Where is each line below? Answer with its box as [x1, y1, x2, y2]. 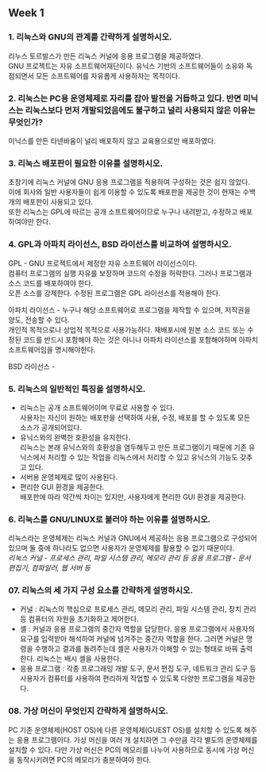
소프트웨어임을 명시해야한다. [8, 344, 96, 354]
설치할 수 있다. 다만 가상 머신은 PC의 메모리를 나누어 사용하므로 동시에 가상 [8, 745, 240, 755]
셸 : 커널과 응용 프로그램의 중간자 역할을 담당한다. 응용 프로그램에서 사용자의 [19, 624, 256, 634]
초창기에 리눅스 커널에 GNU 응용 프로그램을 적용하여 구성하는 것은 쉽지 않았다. [8, 178, 250, 187]
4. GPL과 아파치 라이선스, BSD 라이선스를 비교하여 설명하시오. [8, 239, 232, 250]
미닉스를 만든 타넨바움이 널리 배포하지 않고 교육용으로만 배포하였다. [8, 136, 216, 145]
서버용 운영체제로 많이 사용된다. [19, 472, 118, 482]
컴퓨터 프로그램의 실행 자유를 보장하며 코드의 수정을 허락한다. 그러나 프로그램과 [8, 268, 253, 278]
